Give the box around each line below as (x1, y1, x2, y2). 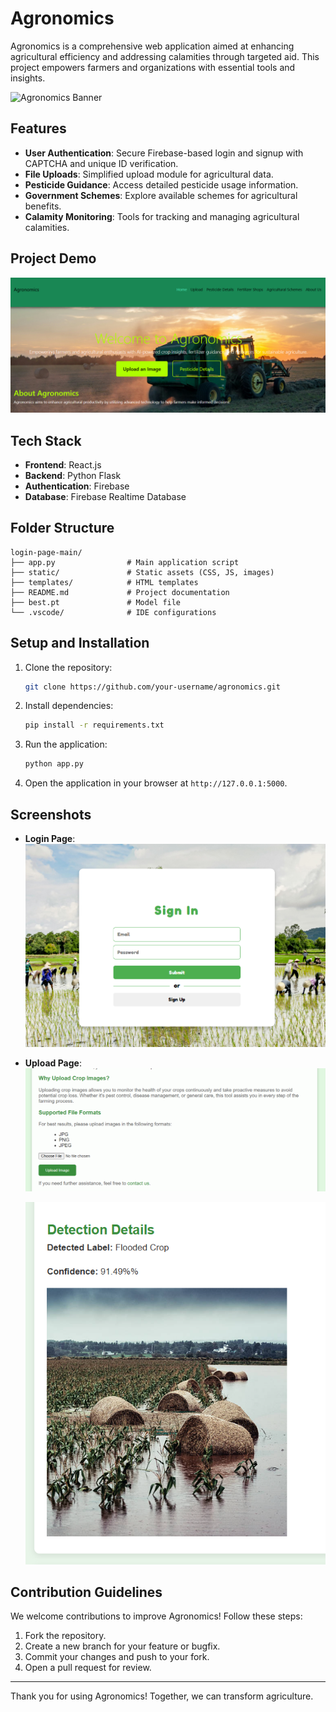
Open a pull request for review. (24, 1662, 152, 1674)
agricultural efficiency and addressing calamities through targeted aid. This (10, 50, 320, 62)
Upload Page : (24, 1057, 82, 1069)
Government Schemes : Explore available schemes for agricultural (24, 189, 298, 201)
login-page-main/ (10, 547, 83, 557)
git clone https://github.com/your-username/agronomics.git (24, 682, 281, 692)
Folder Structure (10, 520, 115, 537)
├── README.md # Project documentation (10, 587, 230, 597)
